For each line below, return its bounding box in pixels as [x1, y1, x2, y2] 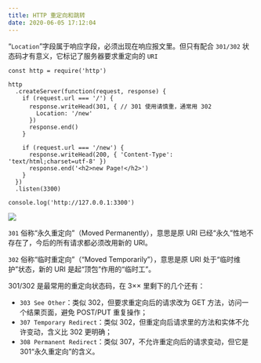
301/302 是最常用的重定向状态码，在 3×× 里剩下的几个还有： [8, 281, 205, 290]
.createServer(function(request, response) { [15, 87, 167, 95]
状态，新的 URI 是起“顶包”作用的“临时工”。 [18, 264, 155, 274]
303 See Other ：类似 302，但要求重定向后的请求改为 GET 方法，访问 [19, 297, 242, 307]
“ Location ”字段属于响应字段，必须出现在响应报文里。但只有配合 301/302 [8, 41, 241, 51]
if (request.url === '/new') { [22, 143, 125, 151]
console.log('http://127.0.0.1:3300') [8, 198, 135, 206]
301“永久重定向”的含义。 [19, 347, 100, 356]
